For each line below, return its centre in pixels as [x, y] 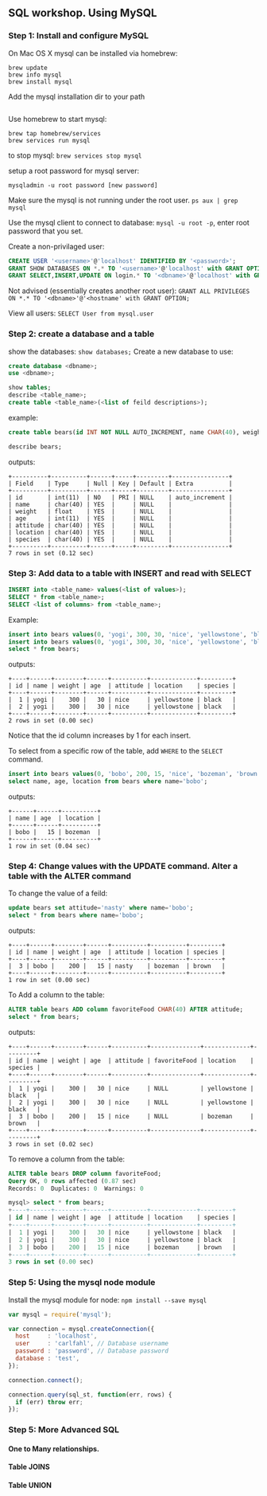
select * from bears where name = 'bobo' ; [76, 915]
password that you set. [46, 231]
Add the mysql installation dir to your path [77, 96]
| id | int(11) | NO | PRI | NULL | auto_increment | [120, 497]
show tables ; [30, 388]
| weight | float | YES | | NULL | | [120, 511]
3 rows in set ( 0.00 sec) [51, 1262]
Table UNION [30, 1485]
